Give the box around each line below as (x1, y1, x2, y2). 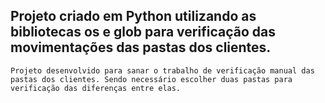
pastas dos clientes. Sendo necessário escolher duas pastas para (10, 74, 293, 84)
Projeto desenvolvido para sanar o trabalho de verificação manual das (10, 65, 315, 76)
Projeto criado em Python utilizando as (10, 8, 257, 25)
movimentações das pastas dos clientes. (10, 39, 272, 56)
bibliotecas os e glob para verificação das (10, 24, 276, 41)
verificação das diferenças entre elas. (10, 83, 182, 93)
